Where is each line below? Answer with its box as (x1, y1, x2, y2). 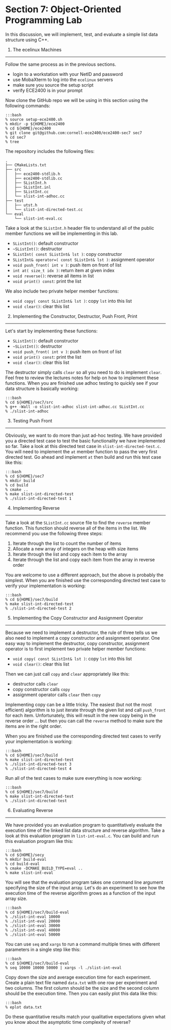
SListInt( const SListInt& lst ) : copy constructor (12, 251, 122, 257)
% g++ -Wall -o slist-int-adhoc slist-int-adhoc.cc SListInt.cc (5, 404, 145, 409)
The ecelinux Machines (12, 46, 62, 52)
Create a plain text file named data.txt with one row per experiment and (5, 980, 157, 986)
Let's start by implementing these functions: (5, 328, 98, 334)
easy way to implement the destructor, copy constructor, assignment (5, 640, 150, 646)
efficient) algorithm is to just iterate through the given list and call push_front (5, 707, 166, 713)
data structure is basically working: (5, 385, 79, 391)
